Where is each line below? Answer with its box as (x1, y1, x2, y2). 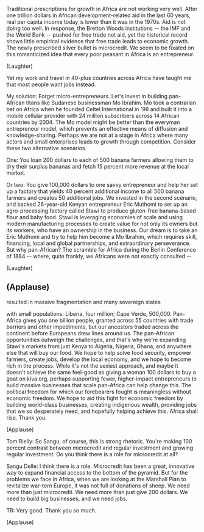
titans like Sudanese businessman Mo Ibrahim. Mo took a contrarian (26, 99, 197, 106)
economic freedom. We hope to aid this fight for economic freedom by (6, 394, 184, 402)
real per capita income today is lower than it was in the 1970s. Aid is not (6, 18, 186, 25)
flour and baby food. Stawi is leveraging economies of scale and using (6, 214, 183, 220)
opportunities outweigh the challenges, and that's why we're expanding (6, 336, 186, 343)
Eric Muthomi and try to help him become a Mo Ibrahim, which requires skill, (6, 233, 197, 240)
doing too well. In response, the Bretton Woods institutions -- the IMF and (6, 24, 191, 32)
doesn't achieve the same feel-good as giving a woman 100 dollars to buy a (6, 368, 196, 376)
